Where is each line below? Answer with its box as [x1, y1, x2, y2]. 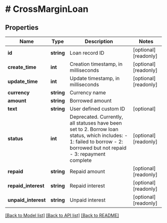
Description [84, 38, 113, 45]
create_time [7, 64, 36, 71]
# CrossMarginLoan [5, 3, 88, 15]
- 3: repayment [69, 150, 106, 157]
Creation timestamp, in [69, 61, 123, 68]
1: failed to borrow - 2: [69, 138, 123, 145]
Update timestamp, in [69, 75, 120, 81]
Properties [5, 23, 39, 32]
